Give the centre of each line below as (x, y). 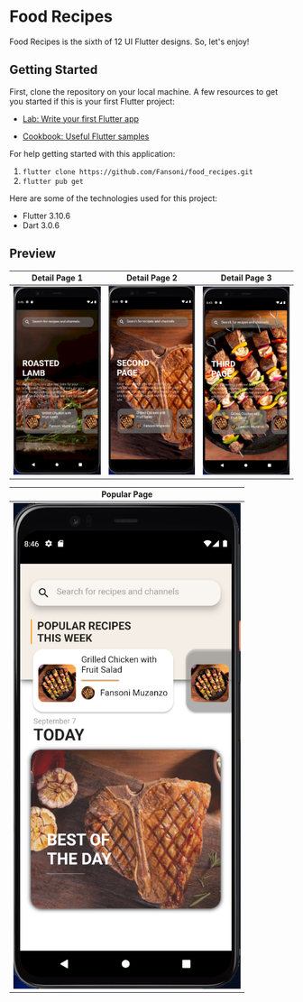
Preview (33, 254)
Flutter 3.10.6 (46, 216)
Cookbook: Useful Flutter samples (86, 136)
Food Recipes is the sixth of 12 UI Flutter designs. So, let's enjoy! (129, 41)
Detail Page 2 (151, 278)
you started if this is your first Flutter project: (92, 101)
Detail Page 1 (57, 278)
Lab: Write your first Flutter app (81, 118)
